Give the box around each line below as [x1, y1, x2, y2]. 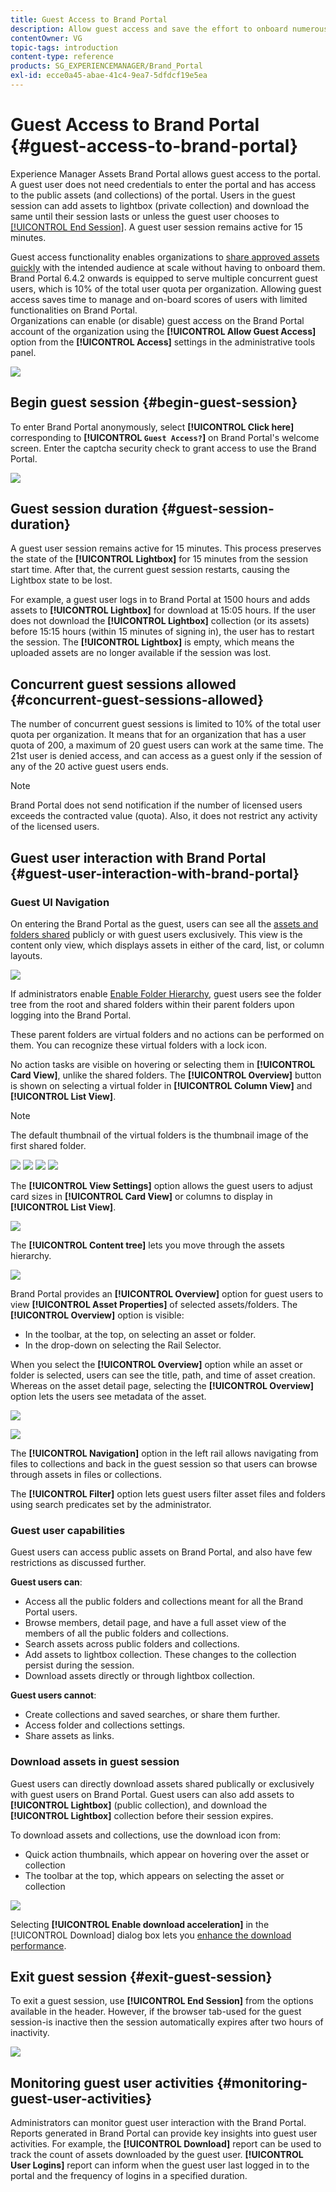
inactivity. [10, 2027, 50, 2039]
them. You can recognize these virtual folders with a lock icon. [10, 1039, 268, 1051]
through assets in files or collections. [10, 1468, 162, 1480]
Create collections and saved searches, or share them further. [24, 1709, 281, 1721]
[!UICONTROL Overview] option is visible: [10, 1309, 185, 1321]
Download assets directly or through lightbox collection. [24, 1670, 256, 1682]
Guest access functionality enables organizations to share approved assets [10, 251, 320, 263]
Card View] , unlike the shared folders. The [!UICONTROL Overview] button [10, 1069, 322, 1081]
